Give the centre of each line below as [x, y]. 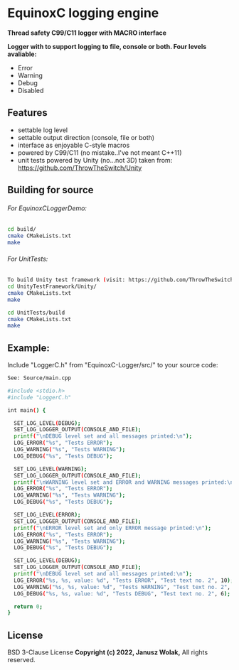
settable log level [43, 130]
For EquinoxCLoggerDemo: [47, 208]
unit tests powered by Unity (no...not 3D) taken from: [95, 160]
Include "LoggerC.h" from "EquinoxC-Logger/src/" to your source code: [113, 365]
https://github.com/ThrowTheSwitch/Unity [80, 168]
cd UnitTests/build [36, 313]
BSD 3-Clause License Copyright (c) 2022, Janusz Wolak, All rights [108, 652]
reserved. [21, 660]
